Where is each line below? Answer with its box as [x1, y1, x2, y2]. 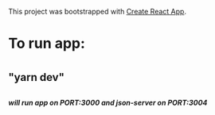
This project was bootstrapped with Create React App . [8, 7, 187, 16]
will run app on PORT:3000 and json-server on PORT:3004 [8, 98, 208, 107]
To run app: [8, 35, 86, 52]
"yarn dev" [8, 71, 65, 84]
